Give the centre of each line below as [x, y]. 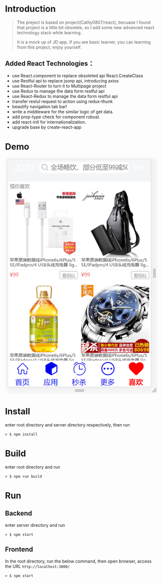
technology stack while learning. [49, 32]
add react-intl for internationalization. [49, 122]
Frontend [19, 549]
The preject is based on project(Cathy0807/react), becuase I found [84, 22]
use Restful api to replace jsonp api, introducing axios [65, 80]
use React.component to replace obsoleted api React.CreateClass [78, 76]
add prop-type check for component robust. [56, 117]
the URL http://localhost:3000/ [37, 566]
